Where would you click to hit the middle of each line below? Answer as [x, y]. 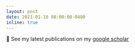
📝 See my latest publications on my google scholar [67, 39]
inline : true [22, 22]
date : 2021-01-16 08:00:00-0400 [46, 17]
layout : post [22, 11]
